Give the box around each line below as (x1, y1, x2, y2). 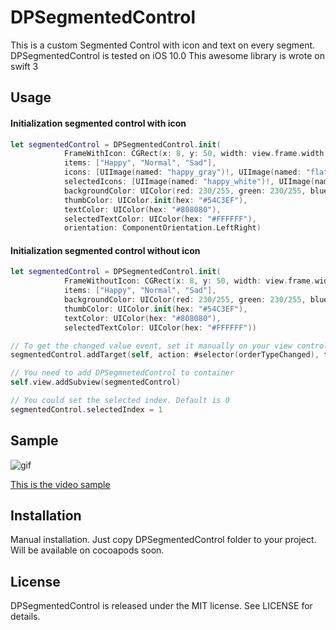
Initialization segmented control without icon (10, 244, 201, 256)
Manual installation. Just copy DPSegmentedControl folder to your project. (10, 534, 317, 546)
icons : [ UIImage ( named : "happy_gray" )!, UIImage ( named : (63, 167, 302, 178)
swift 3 (10, 60, 39, 72)
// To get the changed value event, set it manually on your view (10, 341, 293, 351)
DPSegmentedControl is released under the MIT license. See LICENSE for (10, 600, 313, 612)
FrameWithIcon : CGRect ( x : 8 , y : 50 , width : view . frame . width (63, 149, 325, 159)
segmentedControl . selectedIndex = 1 (10, 404, 163, 415)
